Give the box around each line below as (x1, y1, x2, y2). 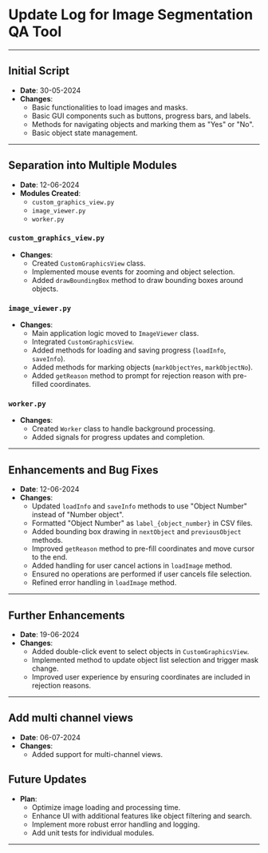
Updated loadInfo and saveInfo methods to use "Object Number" (31, 501, 247, 511)
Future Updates (8, 773, 87, 787)
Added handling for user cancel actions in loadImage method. (31, 561, 233, 571)
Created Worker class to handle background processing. (31, 424, 215, 433)
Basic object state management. (31, 128, 138, 138)
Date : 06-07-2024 (19, 732, 81, 742)
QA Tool (8, 22, 62, 41)
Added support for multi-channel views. (31, 749, 164, 759)
